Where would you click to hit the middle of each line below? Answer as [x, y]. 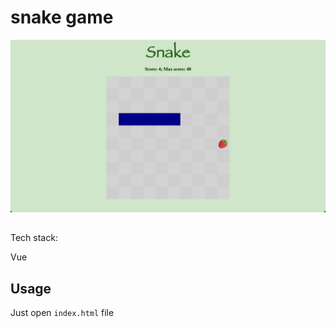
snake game [62, 17]
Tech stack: [34, 238]
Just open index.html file [62, 313]
